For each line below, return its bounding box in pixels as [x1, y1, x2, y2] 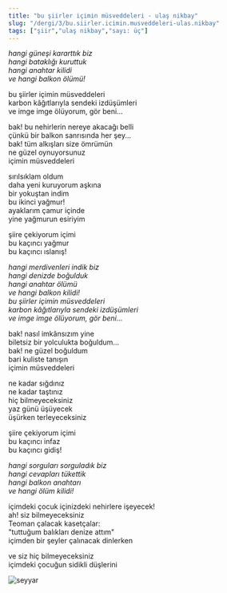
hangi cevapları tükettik [8, 470, 86, 479]
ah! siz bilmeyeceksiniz [8, 510, 85, 520]
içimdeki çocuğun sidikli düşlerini [8, 560, 117, 570]
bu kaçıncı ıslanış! [8, 247, 67, 256]
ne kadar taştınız [8, 387, 63, 397]
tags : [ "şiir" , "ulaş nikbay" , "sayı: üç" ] [8, 26, 149, 34]
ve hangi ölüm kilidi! [8, 486, 74, 496]
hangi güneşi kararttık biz [8, 49, 94, 58]
